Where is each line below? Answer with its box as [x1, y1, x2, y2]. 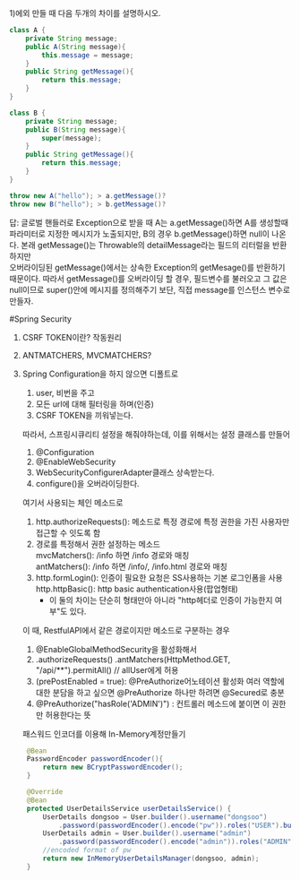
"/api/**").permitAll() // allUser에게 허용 [35, 664, 179, 675]
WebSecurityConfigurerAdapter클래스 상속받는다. [35, 467, 215, 478]
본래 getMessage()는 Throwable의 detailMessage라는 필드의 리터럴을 [21, 239, 270, 250]
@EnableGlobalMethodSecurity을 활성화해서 [35, 643, 197, 654]
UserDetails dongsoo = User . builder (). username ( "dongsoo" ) [42, 812, 268, 822]
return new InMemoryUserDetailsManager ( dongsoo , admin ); [42, 854, 260, 863]
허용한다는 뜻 [45, 709, 91, 720]
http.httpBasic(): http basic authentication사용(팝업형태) [35, 583, 239, 594]
